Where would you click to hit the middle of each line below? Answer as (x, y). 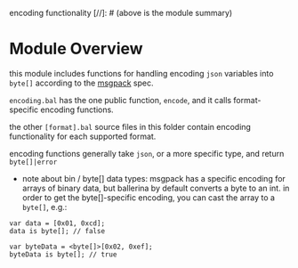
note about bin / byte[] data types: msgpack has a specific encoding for (154, 178)
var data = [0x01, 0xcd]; (57, 223)
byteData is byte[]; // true (63, 254)
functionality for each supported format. (83, 136)
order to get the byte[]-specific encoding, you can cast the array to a (149, 197)
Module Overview (77, 49)
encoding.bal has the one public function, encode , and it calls (121, 100)
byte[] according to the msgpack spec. (81, 83)
